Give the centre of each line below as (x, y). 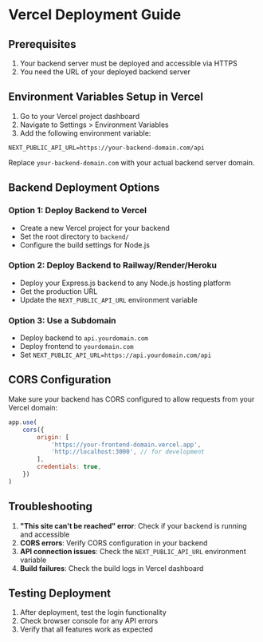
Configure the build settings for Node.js (84, 244)
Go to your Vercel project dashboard (80, 116)
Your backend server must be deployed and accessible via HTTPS (128, 63)
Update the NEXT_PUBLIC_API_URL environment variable (108, 299)
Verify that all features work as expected (86, 629)
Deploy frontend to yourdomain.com (77, 347)
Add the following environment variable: (85, 133)
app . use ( (23, 422)
